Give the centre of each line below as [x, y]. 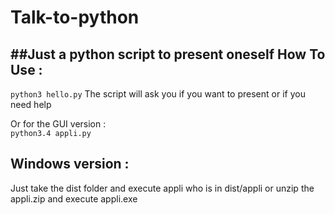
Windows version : [70, 164]
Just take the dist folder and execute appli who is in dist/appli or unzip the [162, 188]
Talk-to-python [75, 17]
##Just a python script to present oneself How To [168, 54]
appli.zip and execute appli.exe [74, 198]
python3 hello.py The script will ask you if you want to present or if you [158, 94]
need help [31, 104]
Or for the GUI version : [58, 124]
